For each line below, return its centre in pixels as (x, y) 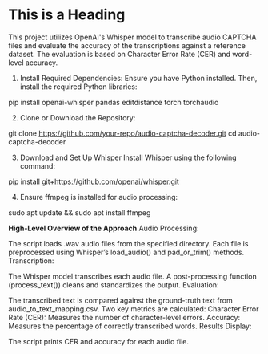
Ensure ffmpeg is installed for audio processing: (99, 197)
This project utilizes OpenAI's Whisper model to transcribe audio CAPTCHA (132, 37)
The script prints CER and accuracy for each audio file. (99, 341)
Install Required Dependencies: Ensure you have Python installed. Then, (138, 78)
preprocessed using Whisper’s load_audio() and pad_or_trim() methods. (126, 252)
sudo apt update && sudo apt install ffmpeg (80, 212)
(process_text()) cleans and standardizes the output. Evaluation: (114, 285)
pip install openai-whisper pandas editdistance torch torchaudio (114, 102)
